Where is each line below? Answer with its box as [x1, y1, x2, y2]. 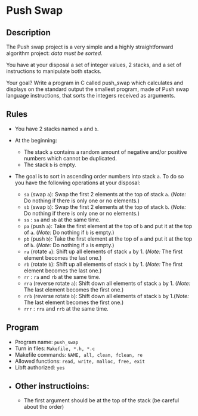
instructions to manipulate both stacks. [6, 68, 102, 75]
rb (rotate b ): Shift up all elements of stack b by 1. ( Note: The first [23, 260, 183, 268]
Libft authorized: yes [14, 363, 65, 371]
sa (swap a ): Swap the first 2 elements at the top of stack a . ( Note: [23, 190, 187, 198]
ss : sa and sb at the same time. [23, 216, 101, 223]
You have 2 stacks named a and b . [14, 125, 99, 132]
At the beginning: [14, 136, 58, 144]
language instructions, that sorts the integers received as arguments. [6, 92, 176, 99]
